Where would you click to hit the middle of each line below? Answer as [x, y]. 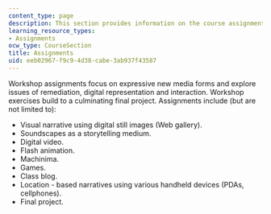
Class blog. [39, 176]
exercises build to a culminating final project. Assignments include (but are [132, 101]
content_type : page [41, 16]
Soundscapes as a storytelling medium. [85, 133]
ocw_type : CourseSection [50, 46]
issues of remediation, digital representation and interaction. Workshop [126, 92]
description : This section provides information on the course [117, 23]
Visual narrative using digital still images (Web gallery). [111, 125]
